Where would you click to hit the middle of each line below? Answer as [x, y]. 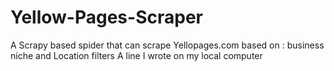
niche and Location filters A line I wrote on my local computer [136, 55]
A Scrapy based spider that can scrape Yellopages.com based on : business [167, 45]
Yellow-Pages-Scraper [106, 17]
